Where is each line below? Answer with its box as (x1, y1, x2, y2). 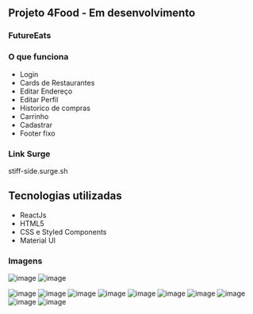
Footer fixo (19, 128, 56, 138)
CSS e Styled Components (19, 227, 107, 236)
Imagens (8, 255, 43, 266)
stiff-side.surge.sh (8, 166, 68, 175)
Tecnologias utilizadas (8, 190, 122, 203)
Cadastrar (19, 120, 53, 129)
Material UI (19, 235, 56, 245)
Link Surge (8, 148, 51, 159)
